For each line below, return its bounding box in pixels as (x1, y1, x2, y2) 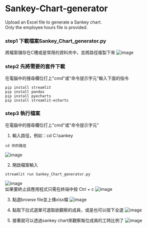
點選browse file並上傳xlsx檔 (12, 197, 68, 203)
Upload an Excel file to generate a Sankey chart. (5, 19, 102, 25)
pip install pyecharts (5, 94, 51, 99)
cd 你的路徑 (5, 143, 27, 148)
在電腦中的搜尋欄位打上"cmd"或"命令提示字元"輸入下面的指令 (5, 75, 129, 81)
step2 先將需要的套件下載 (5, 63, 65, 70)
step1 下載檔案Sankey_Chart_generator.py (5, 37, 106, 44)
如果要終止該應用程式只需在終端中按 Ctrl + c (5, 186, 94, 192)
